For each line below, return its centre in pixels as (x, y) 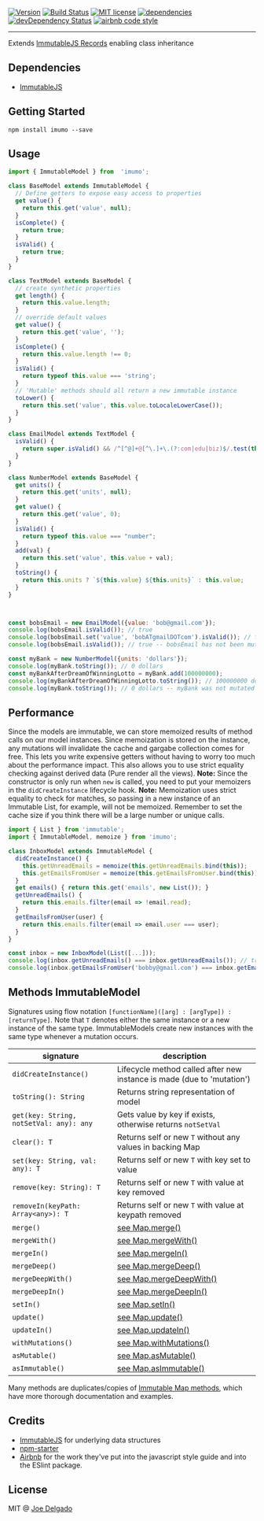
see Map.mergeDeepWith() (167, 1279)
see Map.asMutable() (156, 1356)
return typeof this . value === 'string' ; (89, 376)
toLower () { (35, 398)
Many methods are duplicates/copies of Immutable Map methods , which (125, 1388)
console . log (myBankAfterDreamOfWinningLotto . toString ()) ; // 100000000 (128, 681)
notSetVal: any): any (52, 1123)
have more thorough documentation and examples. (91, 1396)
